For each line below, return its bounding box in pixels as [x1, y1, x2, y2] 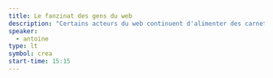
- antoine [15, 34, 49, 43]
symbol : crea [8, 50, 53, 58]
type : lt [8, 42, 38, 50]
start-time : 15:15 [8, 58, 71, 66]
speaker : [8, 27, 38, 35]
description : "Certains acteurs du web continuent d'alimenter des [8, 19, 242, 28]
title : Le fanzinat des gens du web [8, 11, 132, 20]
